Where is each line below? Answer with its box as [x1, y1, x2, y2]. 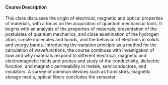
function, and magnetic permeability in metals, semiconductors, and [5, 63, 147, 69]
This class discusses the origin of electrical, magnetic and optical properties [5, 15, 163, 21]
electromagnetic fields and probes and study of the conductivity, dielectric [5, 58, 160, 64]
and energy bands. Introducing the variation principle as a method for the [5, 42, 157, 48]
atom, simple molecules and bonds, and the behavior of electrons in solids [5, 37, 159, 43]
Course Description [5, 4, 47, 10]
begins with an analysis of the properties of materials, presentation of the [5, 26, 157, 32]
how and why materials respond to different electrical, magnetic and [5, 53, 147, 59]
